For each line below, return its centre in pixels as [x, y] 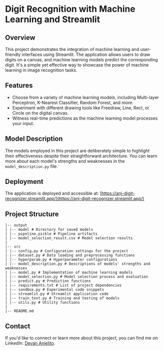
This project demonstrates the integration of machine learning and [72, 49]
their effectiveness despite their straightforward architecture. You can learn [81, 156]
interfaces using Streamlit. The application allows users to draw [86, 54]
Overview [20, 38]
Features [19, 86]
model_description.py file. [31, 166]
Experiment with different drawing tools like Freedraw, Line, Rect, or [81, 108]
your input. [23, 123]
